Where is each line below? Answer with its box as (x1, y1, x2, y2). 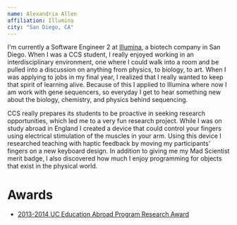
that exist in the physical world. (7, 162, 98, 171)
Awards (7, 187, 54, 202)
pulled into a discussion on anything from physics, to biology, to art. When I (7, 65, 226, 74)
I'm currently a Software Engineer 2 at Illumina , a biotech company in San (7, 43, 221, 52)
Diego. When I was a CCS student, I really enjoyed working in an (7, 50, 194, 59)
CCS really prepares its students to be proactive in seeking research (7, 109, 206, 117)
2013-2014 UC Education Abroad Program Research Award (17, 210, 189, 219)
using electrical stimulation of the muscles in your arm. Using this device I (7, 132, 222, 140)
